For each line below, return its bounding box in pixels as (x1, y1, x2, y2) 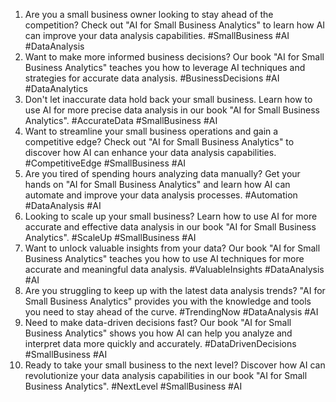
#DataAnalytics (24, 83, 88, 94)
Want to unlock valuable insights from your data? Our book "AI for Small (24, 242, 321, 254)
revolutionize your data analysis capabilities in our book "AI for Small (24, 370, 308, 381)
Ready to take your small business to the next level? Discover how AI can (24, 359, 326, 371)
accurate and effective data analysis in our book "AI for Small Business (24, 221, 317, 233)
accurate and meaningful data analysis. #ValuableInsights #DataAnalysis (24, 264, 325, 275)
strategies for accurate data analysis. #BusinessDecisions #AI (24, 72, 280, 84)
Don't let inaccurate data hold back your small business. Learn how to (24, 94, 313, 105)
